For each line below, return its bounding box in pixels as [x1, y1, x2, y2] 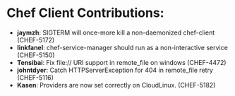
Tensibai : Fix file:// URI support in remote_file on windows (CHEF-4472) [16, 58, 227, 66]
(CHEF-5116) [16, 73, 54, 82]
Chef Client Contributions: [6, 5, 164, 21]
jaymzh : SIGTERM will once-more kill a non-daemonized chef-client [16, 28, 215, 37]
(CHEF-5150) [16, 51, 55, 59]
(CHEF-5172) [16, 35, 55, 44]
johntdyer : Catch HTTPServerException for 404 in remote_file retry [16, 66, 213, 74]
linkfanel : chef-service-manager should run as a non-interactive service [16, 43, 229, 52]
